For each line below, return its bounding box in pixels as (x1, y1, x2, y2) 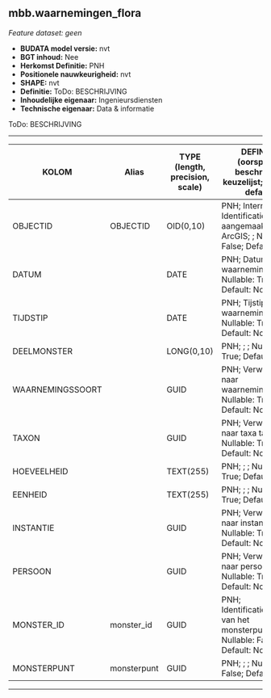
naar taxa (221, 427, 257, 439)
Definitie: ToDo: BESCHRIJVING (19, 86, 127, 96)
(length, (174, 161, 206, 172)
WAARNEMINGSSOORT (12, 384, 102, 395)
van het (221, 614, 250, 625)
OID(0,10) (166, 220, 206, 231)
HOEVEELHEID (12, 465, 69, 477)
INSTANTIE (12, 522, 55, 533)
